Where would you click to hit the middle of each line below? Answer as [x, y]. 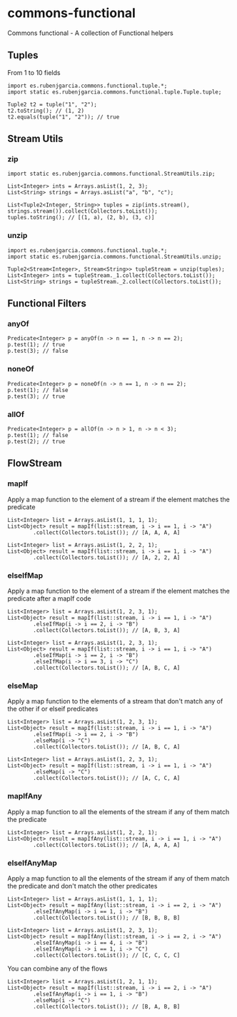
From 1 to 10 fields [34, 72]
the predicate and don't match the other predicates [82, 886]
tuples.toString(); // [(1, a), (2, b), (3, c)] [81, 218]
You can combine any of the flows [57, 968]
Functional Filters [47, 304]
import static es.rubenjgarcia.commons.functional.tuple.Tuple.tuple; [115, 92]
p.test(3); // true [36, 396]
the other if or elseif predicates [53, 709]
